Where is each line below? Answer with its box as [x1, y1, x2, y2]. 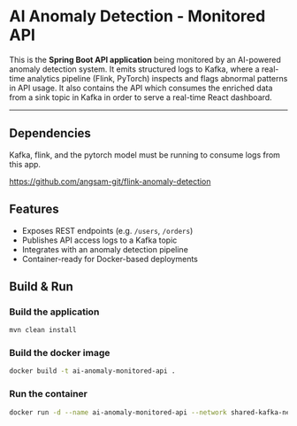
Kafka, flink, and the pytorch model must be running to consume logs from [9, 149, 281, 160]
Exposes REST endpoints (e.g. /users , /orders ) [21, 225, 194, 236]
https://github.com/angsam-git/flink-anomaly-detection [9, 175, 211, 187]
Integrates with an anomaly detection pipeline [21, 244, 188, 254]
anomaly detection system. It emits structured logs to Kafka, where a [9, 64, 260, 74]
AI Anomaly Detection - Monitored [9, 6, 266, 27]
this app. [9, 159, 42, 169]
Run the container [9, 388, 88, 400]
